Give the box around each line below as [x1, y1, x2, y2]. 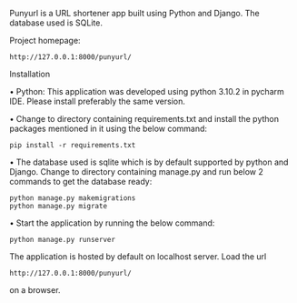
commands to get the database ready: [9, 177, 153, 187]
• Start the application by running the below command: [9, 217, 215, 228]
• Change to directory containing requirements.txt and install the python [9, 114, 280, 124]
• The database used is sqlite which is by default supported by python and [9, 157, 289, 167]
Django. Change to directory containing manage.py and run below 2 [9, 167, 263, 177]
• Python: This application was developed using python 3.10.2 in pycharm [9, 86, 284, 96]
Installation [9, 68, 51, 79]
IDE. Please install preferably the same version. [9, 96, 186, 106]
